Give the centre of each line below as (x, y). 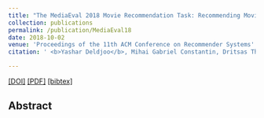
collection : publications (50, 23)
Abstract (30, 106)
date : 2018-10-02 (37, 37)
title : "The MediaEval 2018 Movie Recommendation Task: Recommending (125, 15)
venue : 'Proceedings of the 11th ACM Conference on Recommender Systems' (132, 45)
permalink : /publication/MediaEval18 (70, 30)
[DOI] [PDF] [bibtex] (40, 81)
